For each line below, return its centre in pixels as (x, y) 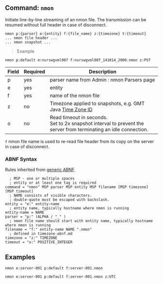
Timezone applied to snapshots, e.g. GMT (97, 103)
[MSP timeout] (19, 191)
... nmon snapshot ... (28, 42)
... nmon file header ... (31, 38)
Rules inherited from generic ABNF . (41, 170)
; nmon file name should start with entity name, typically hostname (81, 221)
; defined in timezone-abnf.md (41, 234)
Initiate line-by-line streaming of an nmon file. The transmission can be (76, 19)
